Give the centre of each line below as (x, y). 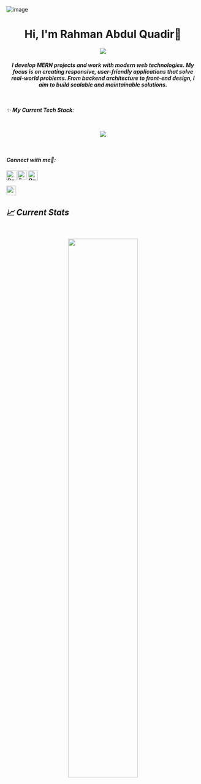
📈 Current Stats (38, 212)
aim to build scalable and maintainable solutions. (103, 84)
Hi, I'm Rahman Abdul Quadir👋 (103, 34)
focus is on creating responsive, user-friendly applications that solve (103, 71)
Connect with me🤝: (31, 160)
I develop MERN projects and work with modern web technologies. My (103, 65)
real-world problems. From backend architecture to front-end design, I (103, 78)
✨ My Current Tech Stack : (40, 110)
